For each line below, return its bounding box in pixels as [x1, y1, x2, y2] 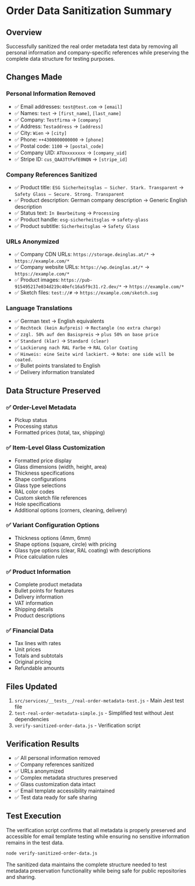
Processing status [14, 423, 58, 430]
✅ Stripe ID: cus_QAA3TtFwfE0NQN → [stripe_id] [14, 155, 128, 162]
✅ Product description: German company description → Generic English [14, 196, 187, 203]
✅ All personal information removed [14, 755, 101, 762]
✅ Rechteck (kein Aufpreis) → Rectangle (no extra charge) [14, 324, 161, 331]
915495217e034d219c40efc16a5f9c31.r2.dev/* [14, 284, 122, 290]
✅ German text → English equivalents [14, 317, 105, 324]
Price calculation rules [14, 553, 68, 560]
